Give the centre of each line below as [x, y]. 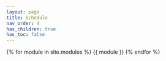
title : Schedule [27, 18]
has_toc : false [26, 35]
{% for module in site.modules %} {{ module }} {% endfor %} [83, 52]
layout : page [23, 12]
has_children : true [31, 29]
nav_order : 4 [23, 23]
